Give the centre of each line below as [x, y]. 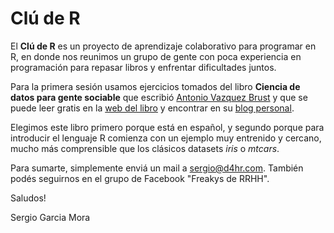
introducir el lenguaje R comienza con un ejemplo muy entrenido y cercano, [166, 138]
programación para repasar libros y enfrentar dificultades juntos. [143, 67]
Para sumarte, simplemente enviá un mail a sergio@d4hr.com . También [157, 168]
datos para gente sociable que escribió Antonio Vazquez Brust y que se [159, 97]
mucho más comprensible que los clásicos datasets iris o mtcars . [145, 148]
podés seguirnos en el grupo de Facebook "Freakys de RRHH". [140, 178]
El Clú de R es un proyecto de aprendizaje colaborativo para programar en [163, 46]
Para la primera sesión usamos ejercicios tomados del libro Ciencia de [155, 86]
